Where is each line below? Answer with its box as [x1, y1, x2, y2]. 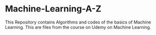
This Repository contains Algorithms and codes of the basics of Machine [5, 19, 151, 25]
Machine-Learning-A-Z [5, 3, 101, 14]
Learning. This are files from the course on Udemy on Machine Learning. [5, 24, 151, 30]
